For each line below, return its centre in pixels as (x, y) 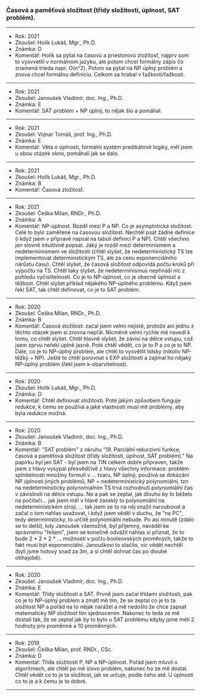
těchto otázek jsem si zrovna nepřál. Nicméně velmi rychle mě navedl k (102, 332)
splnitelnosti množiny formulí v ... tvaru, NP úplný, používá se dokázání (102, 475)
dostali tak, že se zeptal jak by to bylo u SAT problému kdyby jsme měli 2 (104, 619)
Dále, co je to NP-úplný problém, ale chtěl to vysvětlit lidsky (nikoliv (98, 352)
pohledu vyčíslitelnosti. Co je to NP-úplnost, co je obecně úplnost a (98, 277)
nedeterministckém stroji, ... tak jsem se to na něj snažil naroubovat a (100, 507)
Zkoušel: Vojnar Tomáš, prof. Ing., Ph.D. (63, 134)
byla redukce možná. (41, 413)
